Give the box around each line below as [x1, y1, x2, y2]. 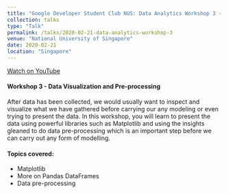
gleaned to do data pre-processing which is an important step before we [7, 127, 212, 135]
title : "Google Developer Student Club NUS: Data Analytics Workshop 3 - [7, 10, 223, 17]
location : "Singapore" [7, 48, 72, 55]
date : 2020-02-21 [7, 42, 57, 48]
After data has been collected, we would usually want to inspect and [7, 98, 200, 106]
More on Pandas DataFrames [16, 172, 99, 180]
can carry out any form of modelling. [7, 134, 111, 142]
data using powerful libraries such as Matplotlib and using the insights [7, 120, 205, 128]
